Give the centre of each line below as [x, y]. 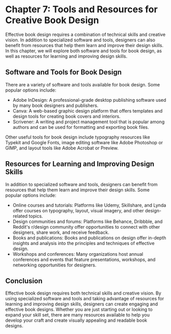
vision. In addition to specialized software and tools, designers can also [80, 40]
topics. [36, 216]
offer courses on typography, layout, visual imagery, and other [78, 210]
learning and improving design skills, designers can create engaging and [82, 304]
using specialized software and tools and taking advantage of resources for [85, 299]
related [20, 216]
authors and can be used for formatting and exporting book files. [81, 127]
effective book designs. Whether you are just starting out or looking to [79, 309]
